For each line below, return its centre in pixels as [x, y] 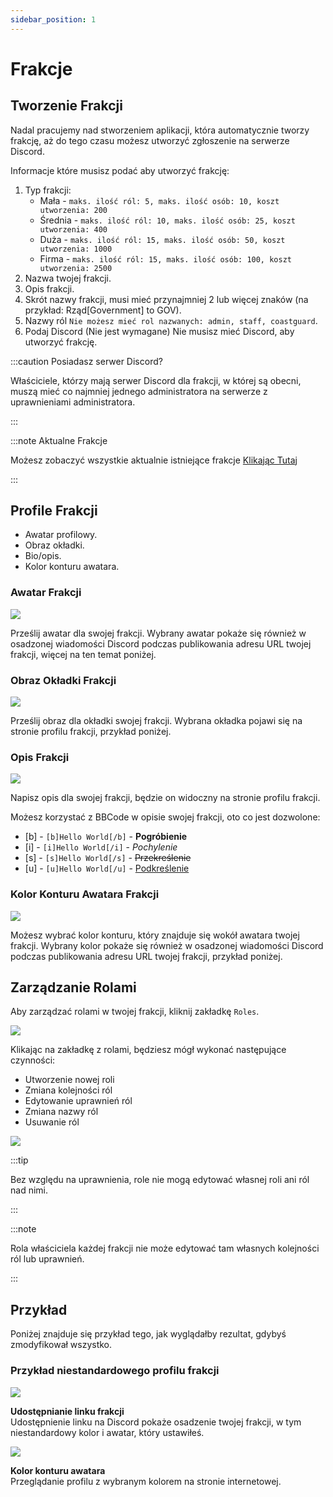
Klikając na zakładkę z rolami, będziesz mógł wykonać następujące [148, 1050]
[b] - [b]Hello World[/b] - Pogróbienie [106, 837]
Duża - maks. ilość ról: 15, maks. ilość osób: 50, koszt [162, 239]
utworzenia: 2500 [76, 268]
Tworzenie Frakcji [66, 106]
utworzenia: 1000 [76, 249]
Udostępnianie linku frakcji [67, 1411]
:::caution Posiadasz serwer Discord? [86, 361]
